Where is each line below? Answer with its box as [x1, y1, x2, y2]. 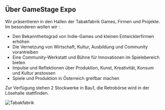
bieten [12, 59, 26, 65]
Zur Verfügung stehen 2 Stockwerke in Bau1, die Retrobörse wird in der [5, 85, 150, 91]
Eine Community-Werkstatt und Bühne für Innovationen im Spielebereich [12, 54, 160, 60]
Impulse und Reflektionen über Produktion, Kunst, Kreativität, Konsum [12, 65, 154, 71]
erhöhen [12, 38, 30, 44]
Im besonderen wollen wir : [5, 24, 60, 30]
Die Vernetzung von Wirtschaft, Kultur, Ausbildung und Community [12, 43, 148, 50]
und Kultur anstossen [12, 70, 56, 76]
